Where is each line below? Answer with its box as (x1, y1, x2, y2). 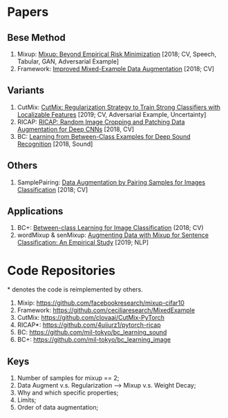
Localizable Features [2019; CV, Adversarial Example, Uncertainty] (17, 110, 207, 118)
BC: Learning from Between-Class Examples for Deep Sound (17, 132, 191, 140)
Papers (7, 4, 49, 20)
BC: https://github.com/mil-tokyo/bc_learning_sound (17, 328, 167, 336)
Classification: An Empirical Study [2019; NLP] (17, 238, 149, 247)
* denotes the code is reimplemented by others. (7, 285, 144, 294)
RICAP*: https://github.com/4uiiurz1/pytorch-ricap (17, 321, 161, 329)
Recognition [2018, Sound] (17, 140, 93, 148)
